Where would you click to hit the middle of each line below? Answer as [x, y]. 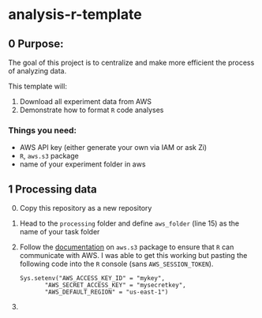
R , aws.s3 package [49, 156]
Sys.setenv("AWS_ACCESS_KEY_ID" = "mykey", [92, 279]
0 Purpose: [36, 44]
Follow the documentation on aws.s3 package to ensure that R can [127, 247]
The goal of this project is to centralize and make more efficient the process [131, 62]
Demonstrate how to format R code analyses [92, 110]
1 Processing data [52, 189]
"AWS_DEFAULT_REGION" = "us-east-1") [107, 292]
